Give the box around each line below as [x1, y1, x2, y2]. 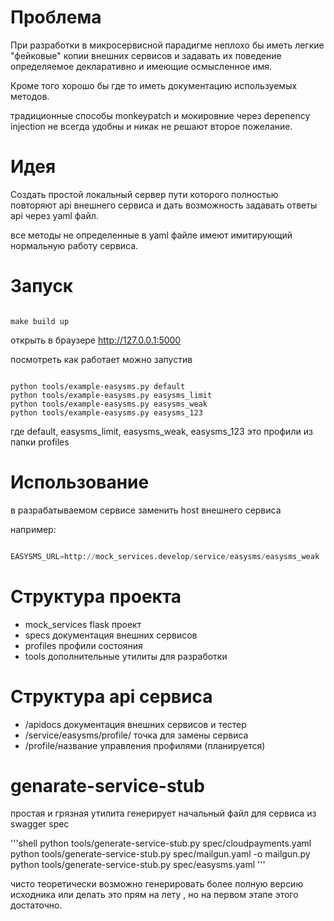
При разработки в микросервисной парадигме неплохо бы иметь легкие [10, 39, 325, 51]
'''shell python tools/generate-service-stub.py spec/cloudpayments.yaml [10, 837, 312, 850]
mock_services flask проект [24, 618, 142, 630]
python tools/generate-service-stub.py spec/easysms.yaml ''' [10, 859, 266, 871]
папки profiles [10, 436, 70, 448]
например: [10, 523, 57, 535]
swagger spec [10, 818, 70, 830]
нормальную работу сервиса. [10, 239, 139, 251]
